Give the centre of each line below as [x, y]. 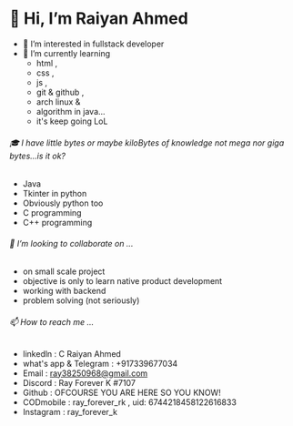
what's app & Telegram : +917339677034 [100, 363]
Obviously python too [63, 203]
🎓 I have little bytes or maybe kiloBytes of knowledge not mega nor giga [147, 142]
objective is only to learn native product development [122, 281]
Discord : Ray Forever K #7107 [79, 382]
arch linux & [58, 101]
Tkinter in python [55, 194]
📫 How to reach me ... [52, 321]
